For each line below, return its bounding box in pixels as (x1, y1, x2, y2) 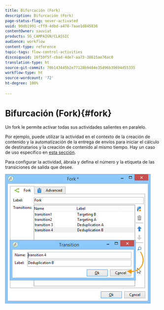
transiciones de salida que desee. (5, 164, 73, 170)
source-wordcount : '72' (5, 75, 54, 81)
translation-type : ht (5, 60, 50, 65)
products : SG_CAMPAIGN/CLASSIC (5, 34, 69, 39)
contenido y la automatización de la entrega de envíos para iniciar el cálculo (5, 138, 159, 145)
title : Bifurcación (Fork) (5, 8, 61, 13)
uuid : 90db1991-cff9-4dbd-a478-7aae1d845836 (5, 24, 98, 29)
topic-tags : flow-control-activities (5, 49, 83, 54)
